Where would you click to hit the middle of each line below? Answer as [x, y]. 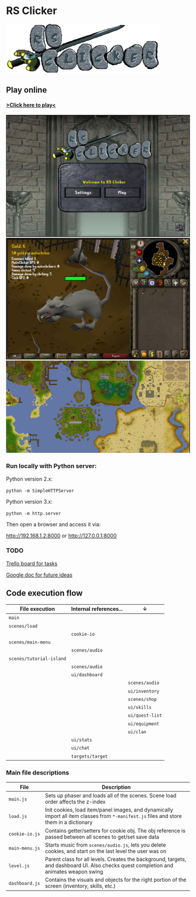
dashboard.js [24, 883]
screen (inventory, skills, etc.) [80, 886]
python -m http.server [34, 513]
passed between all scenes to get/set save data [102, 837]
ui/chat [80, 748]
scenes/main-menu [29, 642]
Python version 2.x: [29, 479]
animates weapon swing [74, 872]
